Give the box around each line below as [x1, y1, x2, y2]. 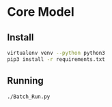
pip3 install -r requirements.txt [7, 56, 106, 62]
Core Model [7, 4, 75, 20]
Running [7, 75, 44, 86]
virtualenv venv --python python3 [7, 49, 106, 56]
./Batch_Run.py [7, 93, 51, 100]
